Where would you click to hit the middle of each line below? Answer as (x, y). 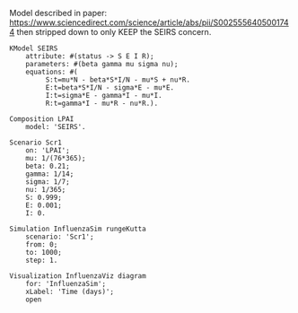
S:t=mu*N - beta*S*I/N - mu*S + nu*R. (118, 80)
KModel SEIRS (34, 48)
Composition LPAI (42, 119)
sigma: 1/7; (48, 182)
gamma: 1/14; (50, 174)
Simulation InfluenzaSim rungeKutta (78, 229)
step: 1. (42, 260)
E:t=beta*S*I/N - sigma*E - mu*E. (110, 88)
